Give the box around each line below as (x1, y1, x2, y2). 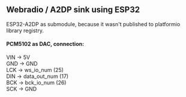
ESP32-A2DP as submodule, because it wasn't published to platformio (6, 20, 181, 27)
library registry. (6, 27, 44, 34)
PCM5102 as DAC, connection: (6, 40, 85, 48)
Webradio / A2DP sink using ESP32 (6, 5, 140, 15)
